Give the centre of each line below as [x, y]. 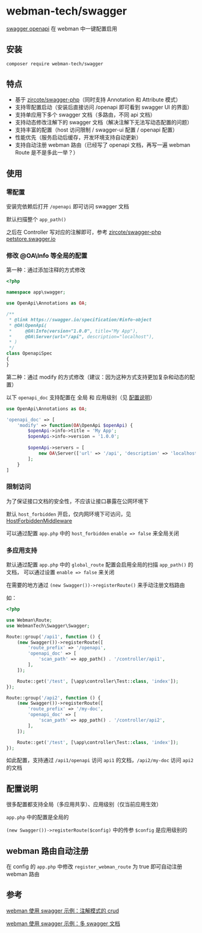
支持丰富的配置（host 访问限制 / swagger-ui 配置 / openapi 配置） [96, 130]
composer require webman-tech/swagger [55, 64]
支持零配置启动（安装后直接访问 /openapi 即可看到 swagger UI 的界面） [104, 107]
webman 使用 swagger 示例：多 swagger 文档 [63, 923]
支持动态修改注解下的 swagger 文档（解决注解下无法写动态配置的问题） [103, 123]
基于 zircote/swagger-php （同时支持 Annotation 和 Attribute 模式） [98, 100]
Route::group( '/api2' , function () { [54, 698]
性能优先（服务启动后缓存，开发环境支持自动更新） [78, 138]
